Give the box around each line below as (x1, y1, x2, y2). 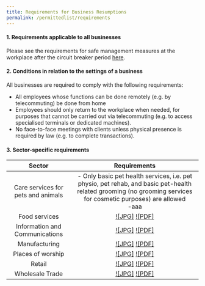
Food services (18, 212, 59, 221)
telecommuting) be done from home (15, 99, 106, 107)
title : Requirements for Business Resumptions (6, 9, 127, 15)
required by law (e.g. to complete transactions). (15, 132, 135, 139)
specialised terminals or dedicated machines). (15, 119, 131, 126)
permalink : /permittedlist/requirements (6, 15, 111, 21)
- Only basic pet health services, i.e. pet (77, 172, 193, 180)
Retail (30, 260, 47, 268)
